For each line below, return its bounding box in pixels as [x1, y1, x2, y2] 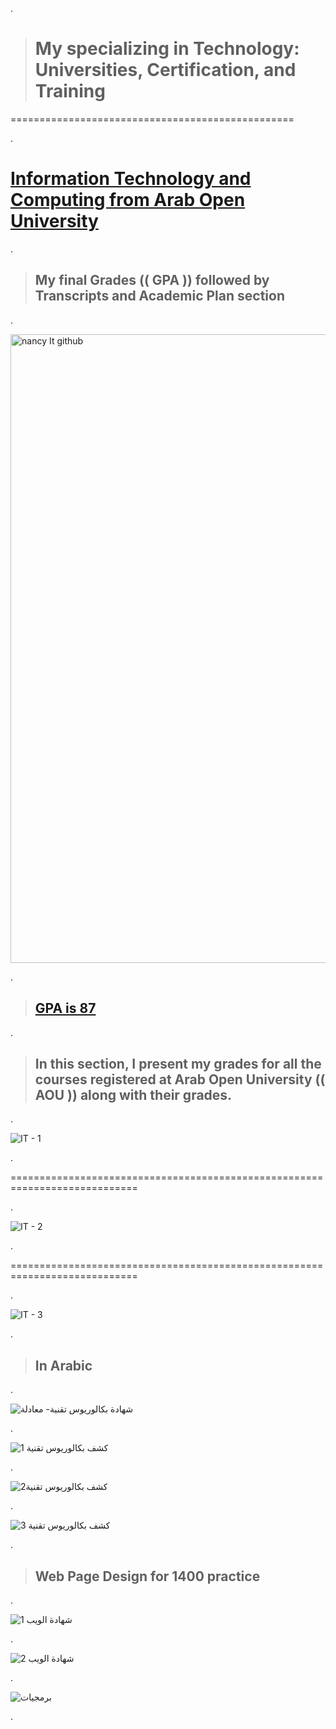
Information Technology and [10, 168, 252, 190]
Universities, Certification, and [34, 59, 297, 82]
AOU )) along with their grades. [34, 1086, 233, 1103]
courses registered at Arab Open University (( [34, 1071, 326, 1088]
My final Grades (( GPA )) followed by [34, 272, 270, 289]
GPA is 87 [34, 1000, 97, 1017]
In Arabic [34, 1357, 93, 1374]
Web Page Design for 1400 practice [34, 1568, 261, 1585]
